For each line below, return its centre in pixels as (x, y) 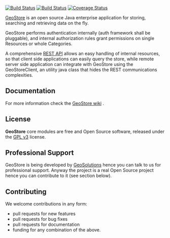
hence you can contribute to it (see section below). (59, 176)
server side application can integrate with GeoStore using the (69, 64)
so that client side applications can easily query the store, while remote (80, 59)
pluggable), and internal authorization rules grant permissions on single (80, 38)
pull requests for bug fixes (40, 219)
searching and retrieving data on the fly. (47, 23)
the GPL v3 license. (26, 137)
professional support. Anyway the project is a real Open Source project (79, 171)
